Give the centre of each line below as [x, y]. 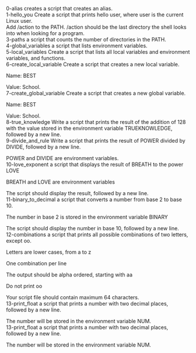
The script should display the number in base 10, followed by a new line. [92, 228]
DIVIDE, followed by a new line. [43, 147]
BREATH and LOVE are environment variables [61, 182]
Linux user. [19, 21]
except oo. [19, 241]
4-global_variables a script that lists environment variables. [77, 46]
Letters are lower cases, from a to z [49, 252]
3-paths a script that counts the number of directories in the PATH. [86, 39]
